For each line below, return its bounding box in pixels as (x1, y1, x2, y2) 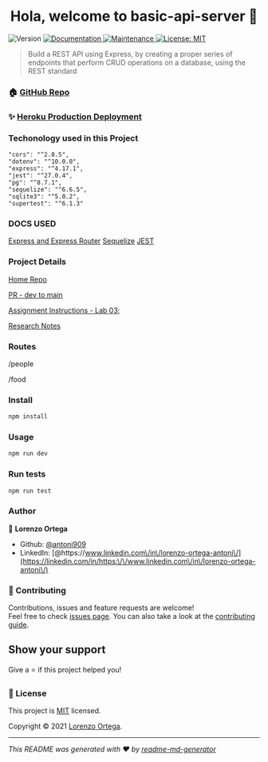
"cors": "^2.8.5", (8, 151, 69, 159)
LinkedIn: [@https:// (19, 548, 85, 557)
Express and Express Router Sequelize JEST (8, 236, 154, 246)
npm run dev (8, 449, 48, 458)
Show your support (8, 643, 106, 656)
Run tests (8, 469, 46, 480)
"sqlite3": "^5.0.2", (8, 193, 81, 201)
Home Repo (8, 274, 48, 284)
